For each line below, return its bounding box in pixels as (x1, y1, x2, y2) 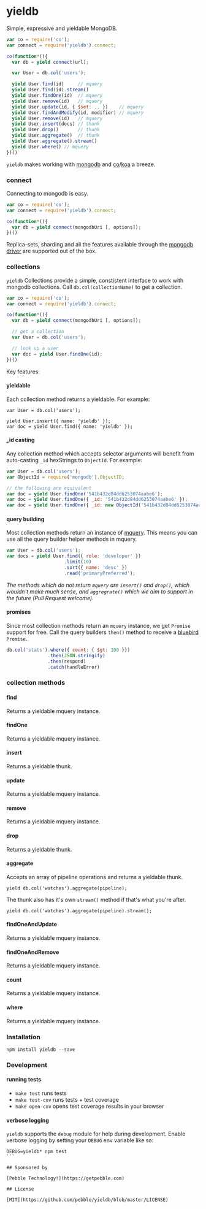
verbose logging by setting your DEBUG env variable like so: (6, 1137, 154, 1144)
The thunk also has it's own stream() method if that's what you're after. (6, 896, 186, 903)
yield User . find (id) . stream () (12, 87, 89, 93)
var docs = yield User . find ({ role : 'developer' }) (6, 553, 141, 559)
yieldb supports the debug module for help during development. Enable (6, 1130, 186, 1138)
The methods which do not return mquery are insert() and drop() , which (6, 581, 190, 589)
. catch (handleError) (47, 664, 100, 670)
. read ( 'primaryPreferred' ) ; (64, 570, 136, 576)
